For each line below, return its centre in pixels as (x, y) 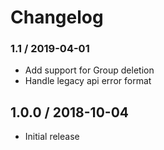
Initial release (52, 137)
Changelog (57, 17)
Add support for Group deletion (89, 70)
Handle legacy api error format (88, 81)
